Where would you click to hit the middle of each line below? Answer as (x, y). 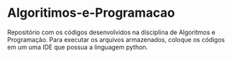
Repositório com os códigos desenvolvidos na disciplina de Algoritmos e (111, 32)
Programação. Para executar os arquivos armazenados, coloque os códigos (116, 39)
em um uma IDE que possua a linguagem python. (78, 47)
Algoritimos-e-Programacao (91, 13)
